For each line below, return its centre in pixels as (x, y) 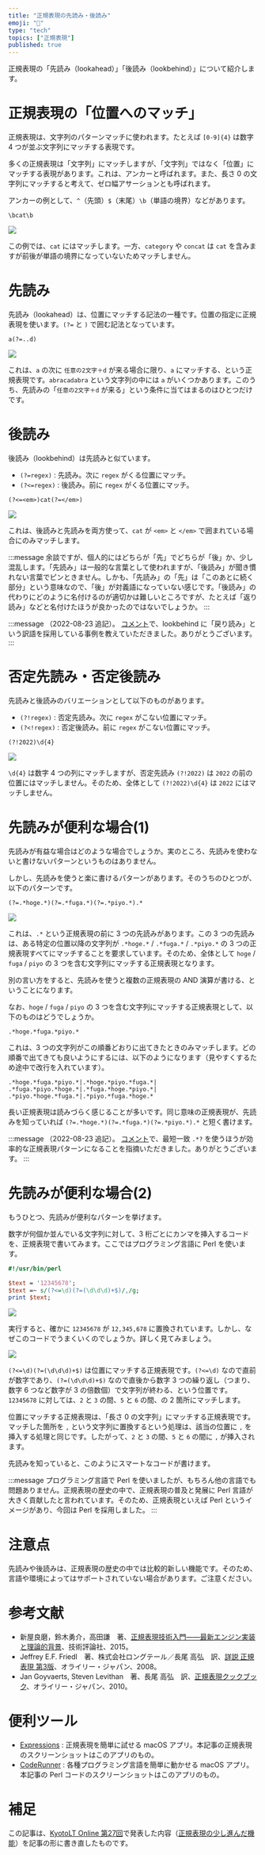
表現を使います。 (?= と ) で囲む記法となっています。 (94, 324)
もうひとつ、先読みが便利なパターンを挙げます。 (87, 1217)
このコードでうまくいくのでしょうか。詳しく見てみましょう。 (115, 1339)
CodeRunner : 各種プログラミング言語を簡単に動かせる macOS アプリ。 (136, 1765)
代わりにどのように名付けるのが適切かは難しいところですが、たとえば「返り (133, 596)
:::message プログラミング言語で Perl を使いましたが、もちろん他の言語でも (132, 1481)
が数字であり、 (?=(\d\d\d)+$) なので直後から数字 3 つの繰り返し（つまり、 (131, 1380)
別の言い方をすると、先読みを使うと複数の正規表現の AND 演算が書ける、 (129, 979)
